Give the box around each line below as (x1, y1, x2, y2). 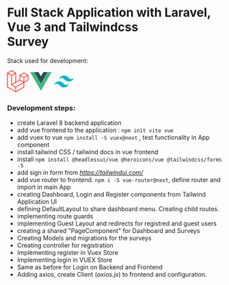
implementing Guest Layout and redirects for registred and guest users (16, 219, 217, 227)
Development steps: (7, 103, 76, 112)
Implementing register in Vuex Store (16, 249, 118, 257)
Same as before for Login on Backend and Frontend (16, 263, 163, 271)
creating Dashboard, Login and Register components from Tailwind (16, 190, 206, 199)
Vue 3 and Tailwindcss (7, 19, 139, 35)
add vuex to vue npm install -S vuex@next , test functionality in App (16, 134, 210, 142)
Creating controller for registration (16, 241, 114, 249)
